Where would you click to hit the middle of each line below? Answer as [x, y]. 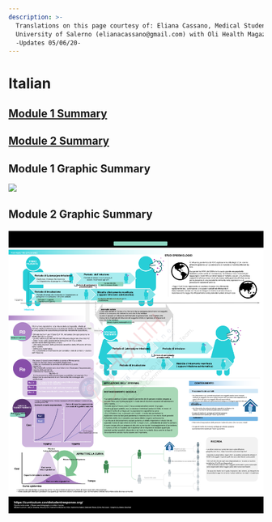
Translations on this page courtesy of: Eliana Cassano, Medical [128, 25]
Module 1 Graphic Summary [80, 169]
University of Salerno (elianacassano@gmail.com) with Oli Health [130, 34]
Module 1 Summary [58, 113]
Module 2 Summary [59, 141]
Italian [30, 84]
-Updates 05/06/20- [49, 43]
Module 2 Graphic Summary [81, 214]
